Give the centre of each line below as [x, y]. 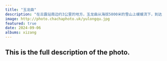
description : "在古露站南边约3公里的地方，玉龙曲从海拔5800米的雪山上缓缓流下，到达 [84, 14]
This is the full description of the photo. [68, 52]
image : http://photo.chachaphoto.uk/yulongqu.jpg [58, 19]
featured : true [21, 23]
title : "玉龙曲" [21, 10]
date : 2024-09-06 [23, 28]
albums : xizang [21, 32]
